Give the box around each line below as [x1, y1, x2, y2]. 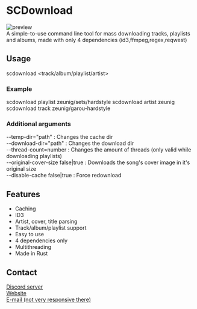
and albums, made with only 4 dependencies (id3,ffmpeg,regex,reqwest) [6, 36, 187, 43]
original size [6, 165, 37, 173]
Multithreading [14, 243, 52, 251]
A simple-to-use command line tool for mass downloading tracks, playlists [6, 29, 191, 37]
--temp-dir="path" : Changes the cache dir [6, 133, 113, 141]
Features [6, 189, 40, 199]
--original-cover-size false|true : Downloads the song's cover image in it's [6, 159, 190, 166]
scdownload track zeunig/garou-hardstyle [6, 105, 111, 112]
